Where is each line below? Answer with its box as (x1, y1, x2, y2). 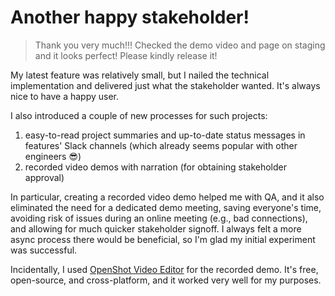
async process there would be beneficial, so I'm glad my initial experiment (10, 233, 316, 245)
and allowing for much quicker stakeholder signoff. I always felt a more (10, 222, 302, 235)
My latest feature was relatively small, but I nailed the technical (10, 69, 270, 81)
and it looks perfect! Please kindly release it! (34, 49, 218, 61)
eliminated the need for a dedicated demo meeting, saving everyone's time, (10, 201, 322, 213)
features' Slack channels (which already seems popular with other (24, 139, 298, 151)
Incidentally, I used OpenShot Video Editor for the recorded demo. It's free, (10, 263, 319, 275)
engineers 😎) (24, 150, 82, 162)
